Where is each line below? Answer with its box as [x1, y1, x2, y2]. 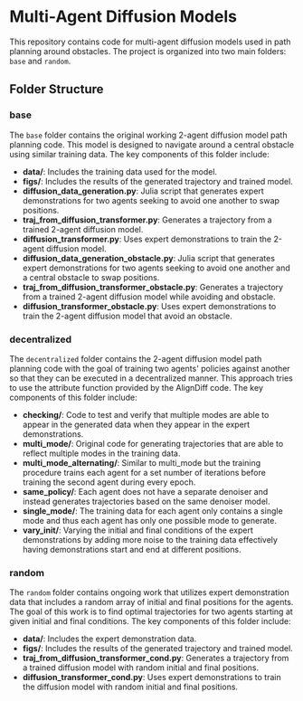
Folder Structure [9, 81, 104, 97]
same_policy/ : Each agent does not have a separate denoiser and [22, 486, 269, 497]
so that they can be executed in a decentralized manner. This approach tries [9, 373, 294, 384]
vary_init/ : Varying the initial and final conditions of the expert [22, 525, 253, 535]
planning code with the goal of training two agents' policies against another [9, 363, 291, 374]
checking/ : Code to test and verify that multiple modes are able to [22, 409, 270, 420]
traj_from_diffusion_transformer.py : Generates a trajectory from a [22, 214, 273, 225]
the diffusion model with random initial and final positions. [22, 681, 238, 693]
